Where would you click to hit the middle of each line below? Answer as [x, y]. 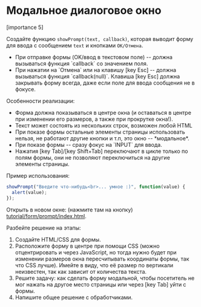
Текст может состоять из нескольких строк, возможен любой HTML [104, 125]
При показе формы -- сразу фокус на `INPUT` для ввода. [88, 144]
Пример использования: [38, 175]
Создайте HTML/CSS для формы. [58, 239]
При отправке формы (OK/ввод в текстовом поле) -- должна [94, 57]
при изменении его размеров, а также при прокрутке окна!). [94, 119]
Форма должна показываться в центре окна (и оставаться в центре [103, 112]
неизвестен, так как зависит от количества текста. [81, 271]
